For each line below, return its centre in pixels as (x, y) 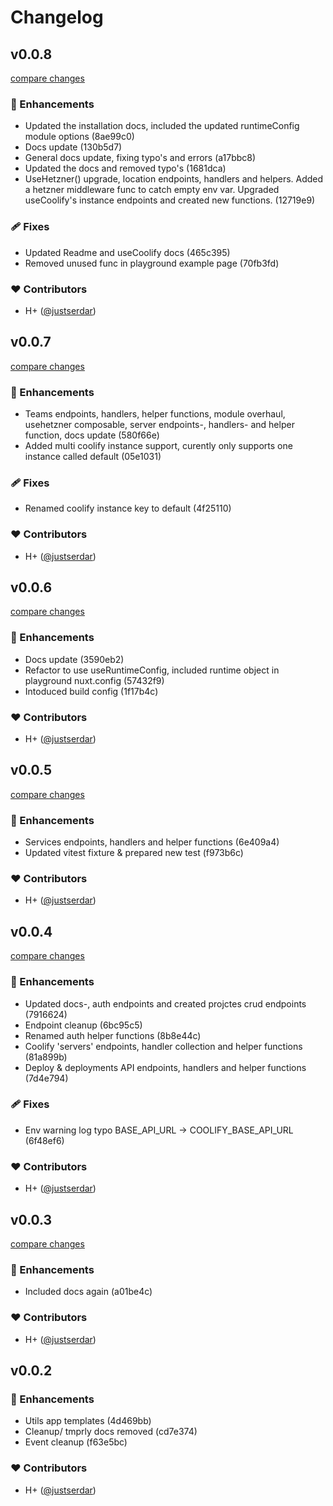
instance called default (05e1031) (93, 456)
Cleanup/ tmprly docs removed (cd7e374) (111, 1432)
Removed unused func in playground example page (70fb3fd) (152, 263)
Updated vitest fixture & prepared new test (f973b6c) (134, 853)
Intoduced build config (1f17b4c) (91, 691)
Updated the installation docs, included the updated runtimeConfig (162, 126)
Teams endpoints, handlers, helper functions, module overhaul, (155, 414)
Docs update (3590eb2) (74, 659)
